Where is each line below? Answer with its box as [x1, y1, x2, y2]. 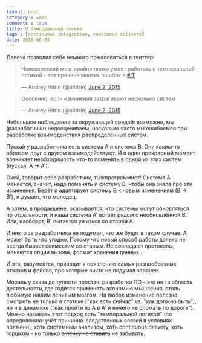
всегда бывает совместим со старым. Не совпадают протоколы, [6, 242, 175, 249]
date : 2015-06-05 [6, 37, 50, 43]
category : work [6, 14, 47, 21]
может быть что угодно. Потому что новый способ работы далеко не [6, 236, 186, 243]
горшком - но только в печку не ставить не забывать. [6, 330, 145, 337]
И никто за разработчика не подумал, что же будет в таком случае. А [6, 229, 187, 236]
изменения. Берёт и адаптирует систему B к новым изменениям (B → [6, 187, 187, 194]
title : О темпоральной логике [6, 25, 83, 32]
